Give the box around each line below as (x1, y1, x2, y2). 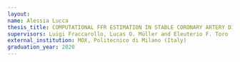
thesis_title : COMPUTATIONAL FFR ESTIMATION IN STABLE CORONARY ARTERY (7, 24, 225, 31)
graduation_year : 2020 (7, 43, 75, 51)
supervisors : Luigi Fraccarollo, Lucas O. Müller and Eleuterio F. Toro (7, 30, 229, 38)
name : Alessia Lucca (7, 17, 69, 24)
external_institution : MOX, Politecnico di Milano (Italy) (7, 37, 187, 44)
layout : (7, 10, 31, 18)
